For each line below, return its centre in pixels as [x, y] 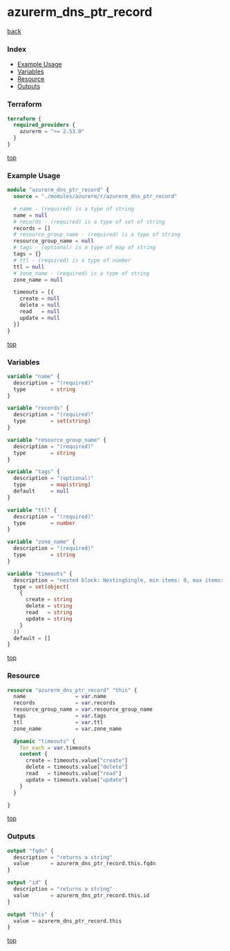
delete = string [49, 606]
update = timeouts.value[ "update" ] [77, 780]
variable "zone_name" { [41, 542]
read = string [49, 612]
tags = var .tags [60, 716]
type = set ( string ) [52, 421]
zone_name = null [38, 280]
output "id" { [28, 883]
